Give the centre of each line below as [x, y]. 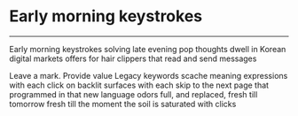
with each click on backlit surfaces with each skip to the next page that [139, 85]
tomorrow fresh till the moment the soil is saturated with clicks [123, 104]
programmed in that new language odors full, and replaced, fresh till [133, 94]
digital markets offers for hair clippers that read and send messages [133, 58]
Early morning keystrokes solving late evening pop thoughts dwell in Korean [148, 49]
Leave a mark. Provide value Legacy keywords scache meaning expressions [149, 75]
